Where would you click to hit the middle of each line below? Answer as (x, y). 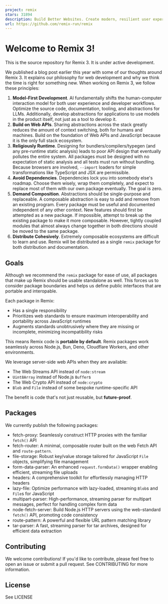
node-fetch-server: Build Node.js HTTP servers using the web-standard (86, 509)
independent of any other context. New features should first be (77, 210)
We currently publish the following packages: (52, 425)
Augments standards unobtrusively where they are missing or (76, 326)
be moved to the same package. (45, 231)
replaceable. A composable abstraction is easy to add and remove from (86, 199)
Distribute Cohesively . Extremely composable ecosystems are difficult (85, 237)
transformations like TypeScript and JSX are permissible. (71, 173)
